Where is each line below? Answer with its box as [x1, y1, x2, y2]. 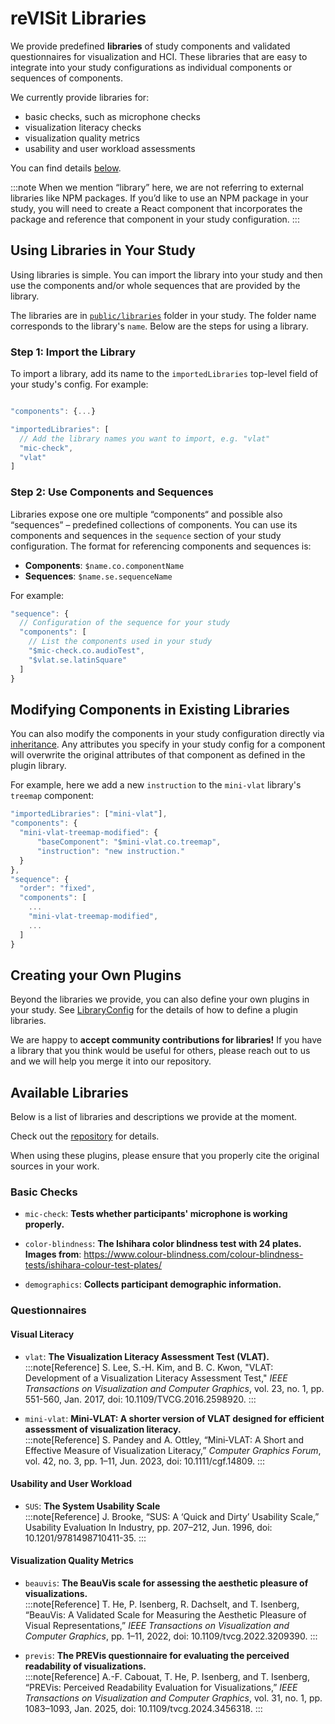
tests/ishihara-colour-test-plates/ [24, 1259, 163, 1271]
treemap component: [10, 790, 95, 802]
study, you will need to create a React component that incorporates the [10, 202, 303, 214]
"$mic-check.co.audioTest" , [28, 646, 145, 656]
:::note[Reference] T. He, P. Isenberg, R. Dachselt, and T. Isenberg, [24, 1598, 300, 1610]
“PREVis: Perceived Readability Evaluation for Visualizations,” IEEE [24, 1681, 298, 1693]
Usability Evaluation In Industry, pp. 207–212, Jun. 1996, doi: [24, 1521, 273, 1533]
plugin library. [10, 760, 67, 772]
